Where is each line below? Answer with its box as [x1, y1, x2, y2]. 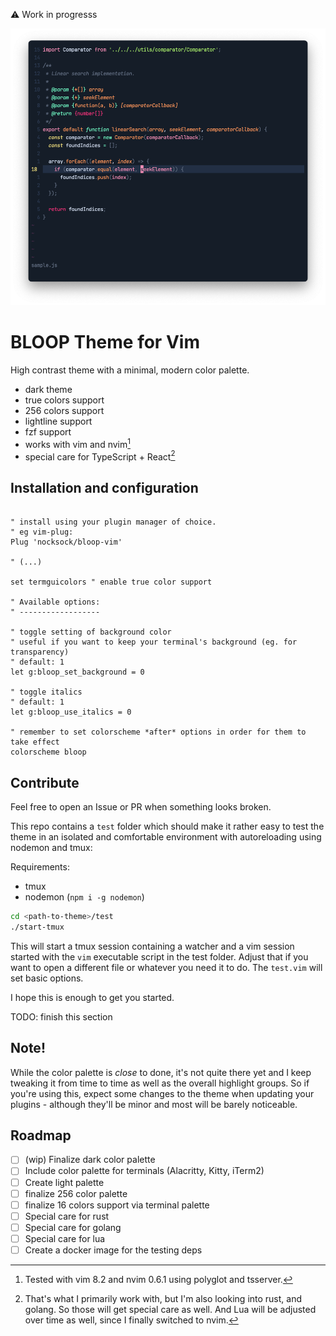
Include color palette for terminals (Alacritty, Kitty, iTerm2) [24, 1165, 265, 1177]
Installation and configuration [10, 479, 199, 496]
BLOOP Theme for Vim [10, 331, 200, 354]
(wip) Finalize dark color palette [24, 1154, 156, 1166]
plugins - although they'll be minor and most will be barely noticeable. [10, 1098, 298, 1110]
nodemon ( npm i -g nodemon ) [24, 891, 145, 903]
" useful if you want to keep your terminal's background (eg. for [10, 637, 298, 648]
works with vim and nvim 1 [24, 437, 131, 450]
